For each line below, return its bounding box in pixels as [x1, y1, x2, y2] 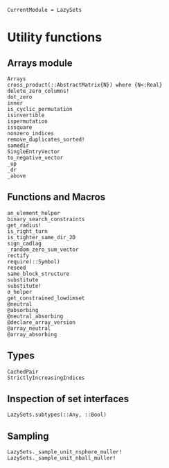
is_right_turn [7, 227, 48, 235]
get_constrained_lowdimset [7, 295, 85, 302]
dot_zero [7, 94, 33, 101]
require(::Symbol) [7, 258, 60, 265]
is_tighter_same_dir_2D [7, 234, 76, 241]
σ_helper [7, 288, 33, 295]
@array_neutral [7, 324, 51, 332]
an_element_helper [7, 209, 60, 216]
